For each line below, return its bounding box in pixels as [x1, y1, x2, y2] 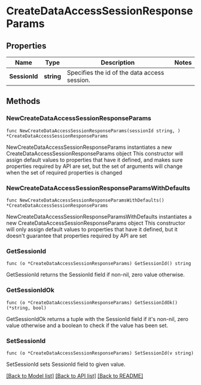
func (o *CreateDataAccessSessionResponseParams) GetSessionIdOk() [6, 300, 178, 305]
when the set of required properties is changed [6, 169, 123, 176]
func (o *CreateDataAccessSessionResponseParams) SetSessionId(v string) [6, 350, 194, 356]
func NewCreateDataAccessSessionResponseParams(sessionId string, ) [6, 127, 181, 134]
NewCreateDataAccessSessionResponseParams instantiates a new [6, 143, 172, 151]
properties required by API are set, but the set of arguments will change [6, 163, 183, 170]
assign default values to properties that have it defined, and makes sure [6, 156, 183, 163]
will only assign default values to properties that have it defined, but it [6, 225, 178, 233]
